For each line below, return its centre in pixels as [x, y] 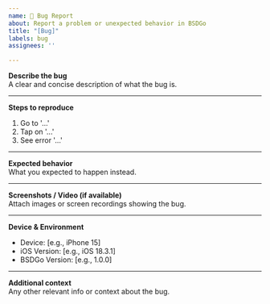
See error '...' [41, 140]
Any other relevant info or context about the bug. [89, 292]
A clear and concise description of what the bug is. [93, 85]
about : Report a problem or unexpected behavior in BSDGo [107, 23]
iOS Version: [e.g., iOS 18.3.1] [68, 252]
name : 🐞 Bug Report [41, 16]
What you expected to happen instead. [72, 172]
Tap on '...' [37, 132]
